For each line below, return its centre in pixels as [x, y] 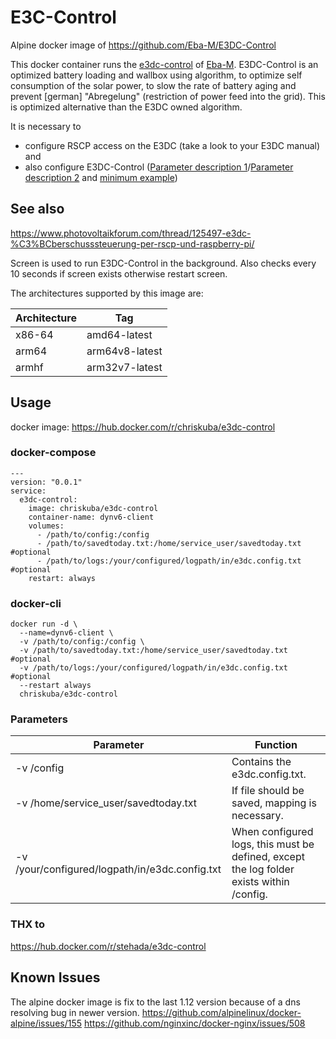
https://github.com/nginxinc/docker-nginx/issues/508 [194, 1023]
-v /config [40, 768]
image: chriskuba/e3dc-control [93, 508]
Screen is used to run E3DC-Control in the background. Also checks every [163, 263]
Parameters [39, 719]
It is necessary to [46, 126]
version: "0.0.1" [46, 482]
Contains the [261, 762]
